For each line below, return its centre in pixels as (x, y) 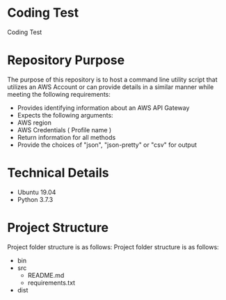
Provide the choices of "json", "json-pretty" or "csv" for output (107, 145)
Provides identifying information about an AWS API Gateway (103, 108)
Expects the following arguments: (65, 115)
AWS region (34, 123)
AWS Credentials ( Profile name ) (64, 129)
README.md (46, 275)
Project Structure (58, 228)
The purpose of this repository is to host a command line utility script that (112, 79)
